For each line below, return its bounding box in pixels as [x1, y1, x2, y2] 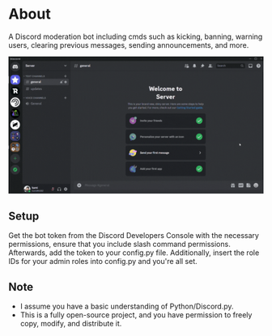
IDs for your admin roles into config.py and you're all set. [8, 257, 198, 266]
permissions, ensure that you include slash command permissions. [8, 240, 231, 249]
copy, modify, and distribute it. [19, 319, 122, 329]
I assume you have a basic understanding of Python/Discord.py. [19, 301, 234, 312]
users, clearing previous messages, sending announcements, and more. [8, 40, 249, 49]
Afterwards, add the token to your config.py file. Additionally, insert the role [8, 248, 260, 257]
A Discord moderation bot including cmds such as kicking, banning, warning [8, 32, 263, 41]
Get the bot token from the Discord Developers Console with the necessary [8, 231, 259, 240]
